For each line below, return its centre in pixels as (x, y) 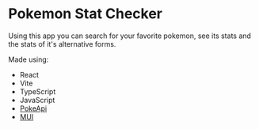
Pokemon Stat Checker (86, 14)
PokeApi (33, 108)
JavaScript (37, 100)
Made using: (29, 59)
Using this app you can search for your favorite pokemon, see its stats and (130, 36)
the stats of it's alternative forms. (62, 44)
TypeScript (38, 91)
